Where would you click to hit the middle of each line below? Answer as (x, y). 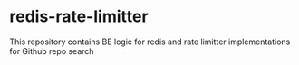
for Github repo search (52, 51)
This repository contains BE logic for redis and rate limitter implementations (150, 42)
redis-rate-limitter (79, 17)
